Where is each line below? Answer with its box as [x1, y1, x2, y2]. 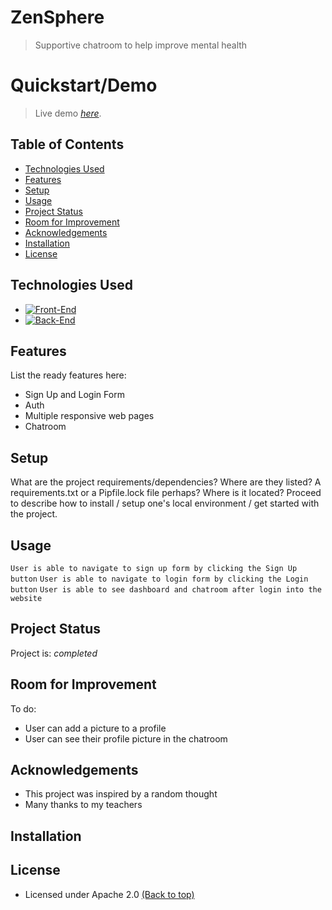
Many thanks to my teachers [24, 799, 143, 811]
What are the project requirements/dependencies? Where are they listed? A [10, 476, 322, 488]
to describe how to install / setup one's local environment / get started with [10, 497, 320, 510]
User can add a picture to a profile [24, 722, 167, 734]
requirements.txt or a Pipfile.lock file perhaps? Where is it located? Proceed [10, 487, 322, 499]
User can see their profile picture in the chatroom [24, 732, 228, 745]
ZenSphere [10, 6, 105, 29]
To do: [10, 702, 37, 715]
